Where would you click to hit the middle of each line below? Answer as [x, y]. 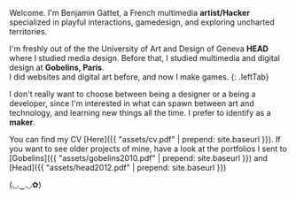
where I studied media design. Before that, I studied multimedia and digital [145, 58]
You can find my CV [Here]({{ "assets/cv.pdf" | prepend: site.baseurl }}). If [145, 139]
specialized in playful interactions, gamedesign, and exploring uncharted [142, 22]
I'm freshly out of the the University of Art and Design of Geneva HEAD [139, 49]
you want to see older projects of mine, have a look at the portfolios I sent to [148, 149]
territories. [28, 31]
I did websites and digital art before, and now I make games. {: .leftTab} [139, 77]
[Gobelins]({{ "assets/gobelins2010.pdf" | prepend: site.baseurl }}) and [139, 158]
